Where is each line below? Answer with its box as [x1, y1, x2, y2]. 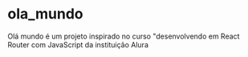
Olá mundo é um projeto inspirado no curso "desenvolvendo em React [7, 31, 240, 41]
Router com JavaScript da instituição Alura [7, 39, 149, 49]
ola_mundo [7, 5, 83, 23]
